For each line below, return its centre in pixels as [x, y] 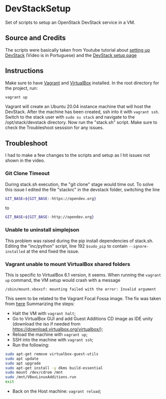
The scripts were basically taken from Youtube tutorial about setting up [78, 50]
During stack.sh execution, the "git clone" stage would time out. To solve [79, 184]
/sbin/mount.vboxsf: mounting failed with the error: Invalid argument [81, 289]
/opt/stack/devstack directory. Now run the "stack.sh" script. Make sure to [81, 123]
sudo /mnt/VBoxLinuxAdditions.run [41, 377]
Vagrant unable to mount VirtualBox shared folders [68, 264]
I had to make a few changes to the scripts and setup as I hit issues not [78, 155]
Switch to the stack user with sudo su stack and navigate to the [70, 117]
